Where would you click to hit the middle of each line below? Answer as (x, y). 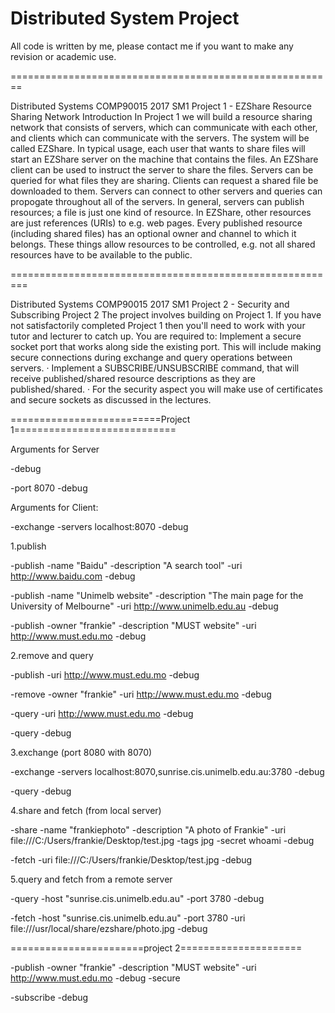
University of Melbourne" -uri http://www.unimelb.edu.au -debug (144, 606)
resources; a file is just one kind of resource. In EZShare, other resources (161, 212)
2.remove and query (52, 655)
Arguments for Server (55, 449)
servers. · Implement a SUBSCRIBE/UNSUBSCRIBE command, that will (155, 368)
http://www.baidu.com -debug (73, 576)
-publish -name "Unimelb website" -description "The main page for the (157, 595)
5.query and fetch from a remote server (91, 879)
